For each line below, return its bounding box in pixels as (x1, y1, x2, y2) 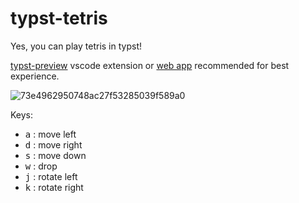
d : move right (24, 138, 83, 151)
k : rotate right (24, 181, 84, 193)
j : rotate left (24, 170, 78, 182)
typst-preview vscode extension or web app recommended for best (10, 59, 290, 71)
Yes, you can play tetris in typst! (10, 40, 142, 52)
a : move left (24, 128, 77, 140)
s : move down (24, 149, 87, 161)
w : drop (24, 160, 58, 172)
